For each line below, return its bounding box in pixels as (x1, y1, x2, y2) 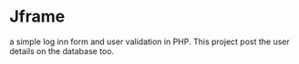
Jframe (9, 6, 66, 27)
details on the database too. (9, 45, 115, 56)
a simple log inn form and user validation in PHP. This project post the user (9, 36, 290, 47)
